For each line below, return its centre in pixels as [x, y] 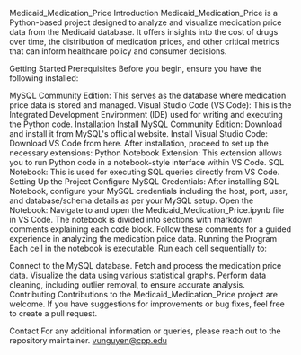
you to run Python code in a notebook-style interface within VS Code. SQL [147, 162]
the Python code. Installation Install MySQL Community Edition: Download [146, 124]
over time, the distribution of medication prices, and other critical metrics [145, 41]
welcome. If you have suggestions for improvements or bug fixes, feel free [147, 304]
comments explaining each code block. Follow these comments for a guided [150, 229]
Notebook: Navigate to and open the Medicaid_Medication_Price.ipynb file [147, 210]
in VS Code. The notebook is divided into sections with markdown [131, 220]
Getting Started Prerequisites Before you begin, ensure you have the [136, 68]
